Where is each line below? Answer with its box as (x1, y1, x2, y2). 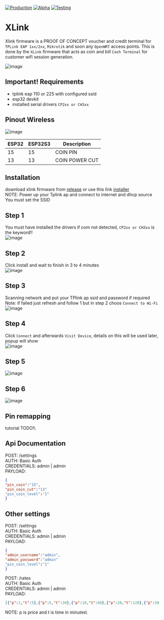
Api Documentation (5, 439, 66, 448)
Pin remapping (5, 412, 51, 420)
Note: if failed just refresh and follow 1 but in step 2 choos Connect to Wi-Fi (5, 300, 158, 306)
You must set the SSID (5, 197, 51, 203)
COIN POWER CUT (55, 157, 99, 164)
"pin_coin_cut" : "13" (5, 487, 48, 492)
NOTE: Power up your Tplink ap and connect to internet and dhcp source (5, 192, 152, 198)
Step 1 (5, 211, 25, 219)
